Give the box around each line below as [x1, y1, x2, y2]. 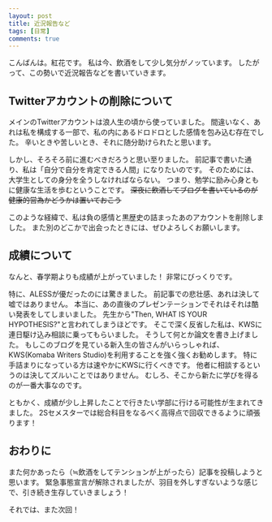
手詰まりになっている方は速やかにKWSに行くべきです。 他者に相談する [8, 360, 247, 369]
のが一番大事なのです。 [8, 380, 87, 390]
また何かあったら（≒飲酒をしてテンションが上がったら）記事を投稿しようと [8, 467, 264, 477]
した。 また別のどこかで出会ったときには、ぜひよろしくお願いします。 [8, 222, 245, 232]
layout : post [8, 11, 53, 20]
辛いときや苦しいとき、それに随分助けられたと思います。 [24, 137, 216, 147]
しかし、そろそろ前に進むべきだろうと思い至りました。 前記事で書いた [8, 155, 245, 165]
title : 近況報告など [8, 19, 71, 28]
